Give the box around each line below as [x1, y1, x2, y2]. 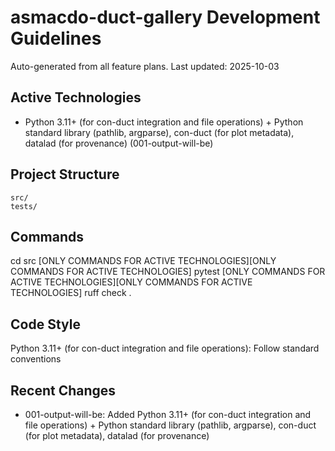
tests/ [10, 201, 38, 211]
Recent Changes [10, 382, 117, 399]
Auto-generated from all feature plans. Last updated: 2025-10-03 [10, 60, 280, 72]
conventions [10, 353, 62, 365]
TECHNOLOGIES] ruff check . [10, 287, 132, 299]
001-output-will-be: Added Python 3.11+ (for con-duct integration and [24, 409, 312, 420]
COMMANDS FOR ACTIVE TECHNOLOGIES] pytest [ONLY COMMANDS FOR [10, 266, 326, 278]
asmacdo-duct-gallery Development [10, 6, 321, 29]
